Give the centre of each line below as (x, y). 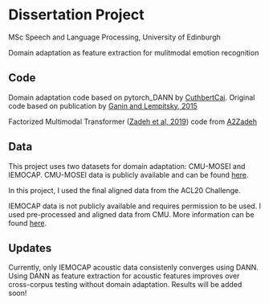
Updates (30, 248)
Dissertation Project (76, 15)
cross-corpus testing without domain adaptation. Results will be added (125, 285)
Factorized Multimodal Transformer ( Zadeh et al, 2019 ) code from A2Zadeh (133, 121)
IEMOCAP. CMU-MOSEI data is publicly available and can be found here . (128, 175)
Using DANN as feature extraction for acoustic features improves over (124, 276)
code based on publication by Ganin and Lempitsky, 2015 (103, 105)
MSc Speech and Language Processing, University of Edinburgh (114, 37)
